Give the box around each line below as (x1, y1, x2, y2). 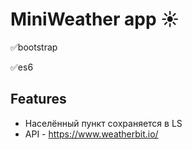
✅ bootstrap (10, 41, 58, 53)
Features (10, 91, 67, 108)
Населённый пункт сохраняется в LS (24, 117, 183, 129)
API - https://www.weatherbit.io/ (24, 128, 159, 140)
